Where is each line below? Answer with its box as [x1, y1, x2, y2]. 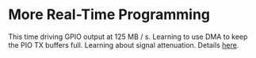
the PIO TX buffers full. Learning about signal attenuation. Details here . [8, 40, 239, 49]
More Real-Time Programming [8, 6, 211, 24]
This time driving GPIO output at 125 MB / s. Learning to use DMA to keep [8, 32, 248, 41]
